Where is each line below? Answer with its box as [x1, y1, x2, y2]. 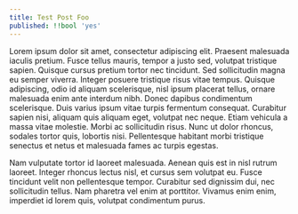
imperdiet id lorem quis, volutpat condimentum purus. [9, 194, 206, 205]
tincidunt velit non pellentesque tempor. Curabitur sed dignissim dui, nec [9, 176, 276, 186]
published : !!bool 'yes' [9, 21, 101, 30]
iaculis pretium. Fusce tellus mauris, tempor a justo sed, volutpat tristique [9, 55, 278, 66]
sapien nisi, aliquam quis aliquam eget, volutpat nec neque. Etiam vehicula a [9, 112, 288, 123]
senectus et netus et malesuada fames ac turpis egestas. [9, 139, 219, 151]
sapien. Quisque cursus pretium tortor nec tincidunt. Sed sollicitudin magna [9, 64, 286, 75]
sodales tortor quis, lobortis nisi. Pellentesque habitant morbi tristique [9, 131, 264, 141]
